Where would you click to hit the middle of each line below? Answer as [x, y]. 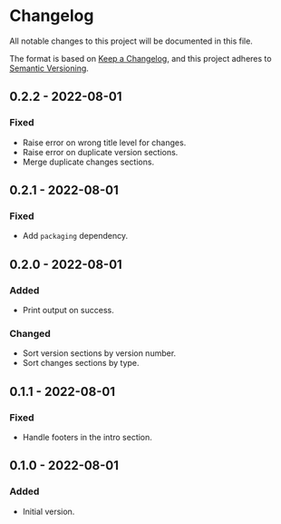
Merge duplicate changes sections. [88, 162]
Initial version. [48, 511]
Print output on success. [68, 310]
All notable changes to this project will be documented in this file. [131, 41]
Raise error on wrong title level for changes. [104, 143]
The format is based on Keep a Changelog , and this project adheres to [140, 58]
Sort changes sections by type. [81, 363]
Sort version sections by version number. [99, 353]
